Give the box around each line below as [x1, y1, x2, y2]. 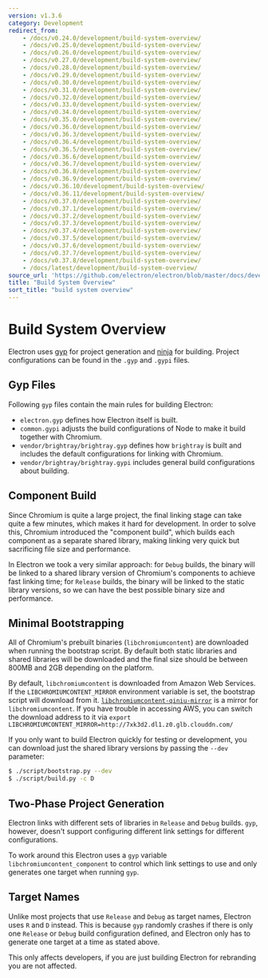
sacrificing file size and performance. [8, 544, 132, 554]
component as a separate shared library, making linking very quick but [8, 535, 240, 545]
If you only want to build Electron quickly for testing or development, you [8, 735, 247, 744]
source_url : [8, 271, 48, 279]
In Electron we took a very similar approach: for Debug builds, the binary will [8, 559, 255, 569]
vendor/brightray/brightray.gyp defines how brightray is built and [19, 440, 242, 450]
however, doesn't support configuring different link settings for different [8, 826, 245, 836]
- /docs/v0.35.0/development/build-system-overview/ [22, 116, 202, 124]
